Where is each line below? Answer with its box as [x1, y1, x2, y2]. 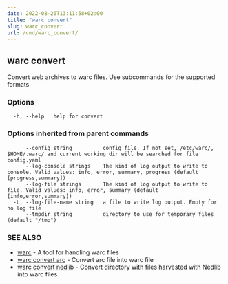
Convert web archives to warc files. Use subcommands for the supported [7, 73, 216, 81]
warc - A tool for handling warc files [17, 248, 119, 256]
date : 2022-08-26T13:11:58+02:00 [7, 10, 103, 17]
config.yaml [7, 156, 41, 164]
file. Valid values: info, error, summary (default [7, 186, 158, 193]
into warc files [17, 270, 58, 278]
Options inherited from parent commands [7, 129, 149, 138]
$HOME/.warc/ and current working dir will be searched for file [7, 151, 198, 157]
